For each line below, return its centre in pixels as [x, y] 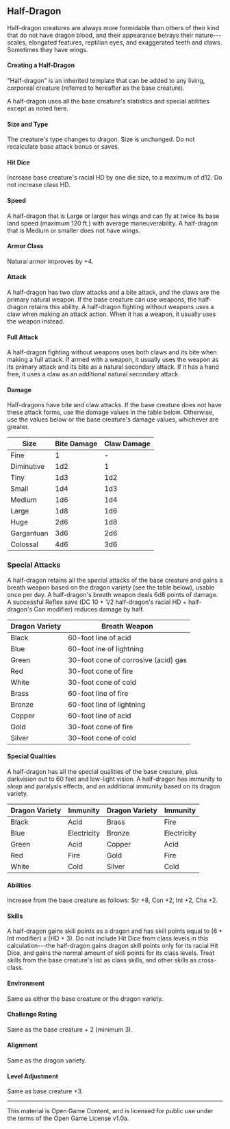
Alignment [22, 1045]
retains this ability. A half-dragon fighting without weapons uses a [121, 307]
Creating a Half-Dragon [41, 65]
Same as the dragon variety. [47, 1060]
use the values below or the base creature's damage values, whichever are [113, 420]
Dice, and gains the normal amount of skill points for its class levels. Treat [111, 953]
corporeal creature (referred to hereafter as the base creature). [96, 88]
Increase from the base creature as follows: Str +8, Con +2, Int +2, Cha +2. [112, 900]
